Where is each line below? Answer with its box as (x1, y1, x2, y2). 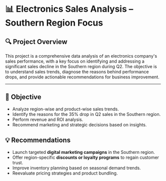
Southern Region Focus (5, 17, 103, 29)
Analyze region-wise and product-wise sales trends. (12, 106, 119, 112)
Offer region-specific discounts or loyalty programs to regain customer (12, 154, 159, 160)
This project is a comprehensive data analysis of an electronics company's (5, 53, 157, 59)
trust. (12, 159, 23, 165)
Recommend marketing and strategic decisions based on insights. (12, 121, 147, 128)
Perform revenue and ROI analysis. (12, 116, 83, 122)
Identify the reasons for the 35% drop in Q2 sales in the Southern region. (12, 111, 161, 117)
